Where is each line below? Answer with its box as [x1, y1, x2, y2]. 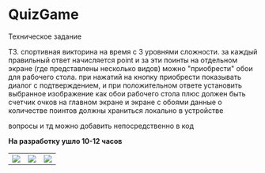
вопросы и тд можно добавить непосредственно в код [8, 121, 195, 130]
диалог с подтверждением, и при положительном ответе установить [8, 81, 243, 90]
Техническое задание [8, 32, 81, 41]
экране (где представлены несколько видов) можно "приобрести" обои [8, 63, 253, 73]
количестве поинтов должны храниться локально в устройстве [8, 105, 224, 115]
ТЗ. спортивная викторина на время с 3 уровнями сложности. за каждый [8, 47, 258, 56]
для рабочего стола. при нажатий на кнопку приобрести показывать [8, 72, 242, 81]
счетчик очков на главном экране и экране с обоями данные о [8, 97, 223, 107]
